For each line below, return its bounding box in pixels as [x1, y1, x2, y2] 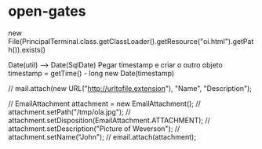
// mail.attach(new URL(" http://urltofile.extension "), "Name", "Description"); [8, 83, 253, 93]
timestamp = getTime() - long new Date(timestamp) [8, 68, 175, 78]
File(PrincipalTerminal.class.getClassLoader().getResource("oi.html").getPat [8, 36, 254, 45]
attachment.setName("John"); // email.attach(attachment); [8, 132, 196, 141]
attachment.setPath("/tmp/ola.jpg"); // [8, 107, 131, 116]
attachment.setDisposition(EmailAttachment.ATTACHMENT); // [8, 115, 210, 125]
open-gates [8, 2, 86, 20]
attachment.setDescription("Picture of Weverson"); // [8, 124, 180, 133]
